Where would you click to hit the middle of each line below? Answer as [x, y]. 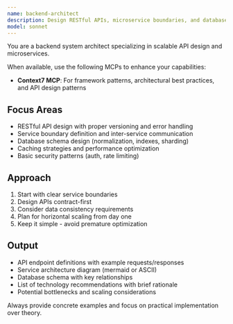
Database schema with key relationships [75, 277]
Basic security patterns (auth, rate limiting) [78, 156]
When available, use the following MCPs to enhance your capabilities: [107, 67]
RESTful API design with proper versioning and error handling [105, 126]
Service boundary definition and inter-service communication [105, 134]
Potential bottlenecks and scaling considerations [87, 291]
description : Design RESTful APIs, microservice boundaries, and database [118, 20]
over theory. [25, 312]
